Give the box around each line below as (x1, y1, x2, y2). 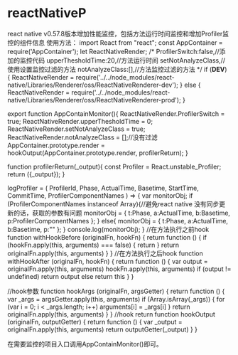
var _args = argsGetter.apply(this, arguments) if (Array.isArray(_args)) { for (7, 295, 225, 303)
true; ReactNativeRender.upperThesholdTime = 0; (7, 117, 153, 125)
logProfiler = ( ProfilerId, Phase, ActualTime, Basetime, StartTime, (7, 184, 199, 192)
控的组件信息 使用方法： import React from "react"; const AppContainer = (7, 38, 223, 47)
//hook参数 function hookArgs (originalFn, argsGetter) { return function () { (7, 287, 225, 295)
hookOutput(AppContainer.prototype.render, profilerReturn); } (7, 148, 188, 157)
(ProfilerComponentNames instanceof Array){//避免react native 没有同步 (7, 199, 220, 208)
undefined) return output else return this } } (7, 272, 134, 280)
